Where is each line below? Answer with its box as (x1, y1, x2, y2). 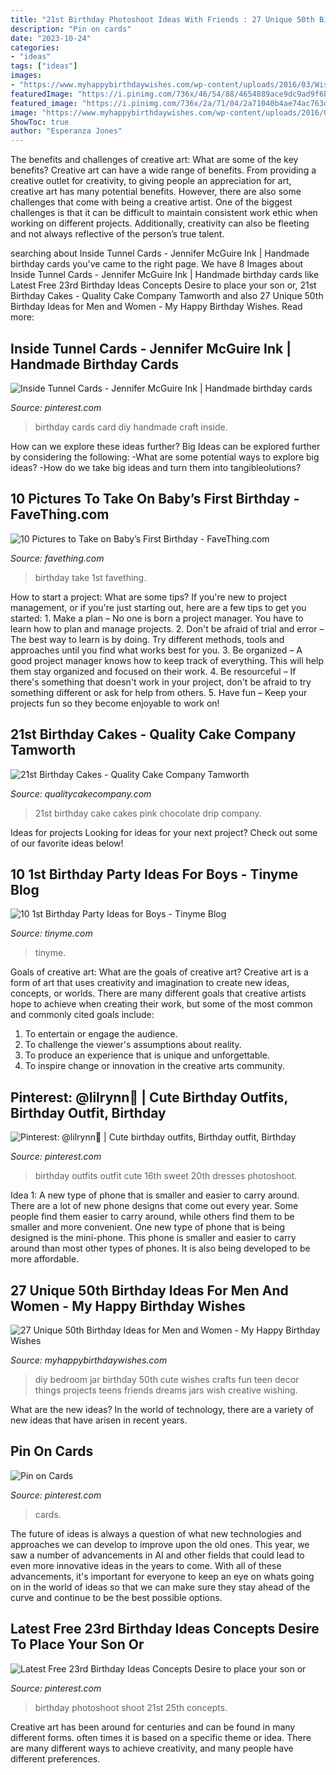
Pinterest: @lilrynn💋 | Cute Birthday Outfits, (10, 1089, 288, 1106)
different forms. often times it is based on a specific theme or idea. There (10, 1731, 312, 1743)
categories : (10, 42, 60, 53)
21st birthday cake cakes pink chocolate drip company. (34, 807, 262, 819)
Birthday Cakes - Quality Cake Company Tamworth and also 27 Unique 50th (10, 290, 324, 302)
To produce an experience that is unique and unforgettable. (24, 1049, 270, 1061)
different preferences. (10, 1752, 101, 1765)
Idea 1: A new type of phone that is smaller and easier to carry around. (10, 1189, 300, 1201)
